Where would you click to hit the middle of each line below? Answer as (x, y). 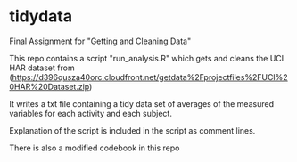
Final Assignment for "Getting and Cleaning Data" (100, 41)
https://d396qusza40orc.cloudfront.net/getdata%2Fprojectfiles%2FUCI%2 (150, 77)
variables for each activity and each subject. (91, 113)
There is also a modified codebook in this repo (95, 148)
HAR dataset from (42, 68)
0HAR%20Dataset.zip (49, 86)
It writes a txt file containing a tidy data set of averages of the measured (142, 103)
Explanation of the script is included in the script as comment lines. (132, 130)
